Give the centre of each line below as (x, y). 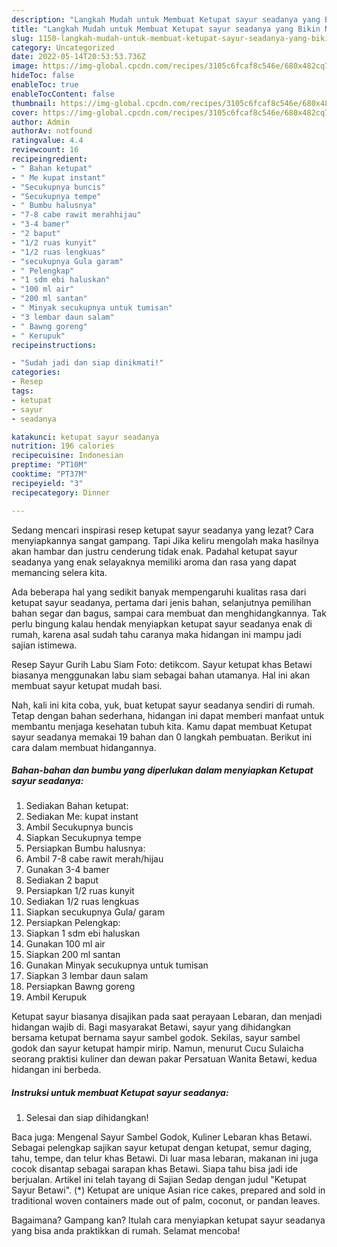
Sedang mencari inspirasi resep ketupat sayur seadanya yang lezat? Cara (162, 530)
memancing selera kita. (59, 572)
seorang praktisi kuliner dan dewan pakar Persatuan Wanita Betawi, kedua (164, 1059)
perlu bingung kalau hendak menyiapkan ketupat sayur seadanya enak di (162, 623)
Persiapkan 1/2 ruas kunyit (80, 891)
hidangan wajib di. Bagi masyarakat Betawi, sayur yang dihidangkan (151, 1027)
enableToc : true (45, 85)
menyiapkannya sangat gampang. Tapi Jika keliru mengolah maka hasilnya (165, 540)
